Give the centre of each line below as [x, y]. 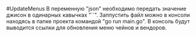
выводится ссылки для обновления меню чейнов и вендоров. [87, 27]
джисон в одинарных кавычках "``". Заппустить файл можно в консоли [98, 15]
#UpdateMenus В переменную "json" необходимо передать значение [96, 9]
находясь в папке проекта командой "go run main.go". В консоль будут [98, 21]
